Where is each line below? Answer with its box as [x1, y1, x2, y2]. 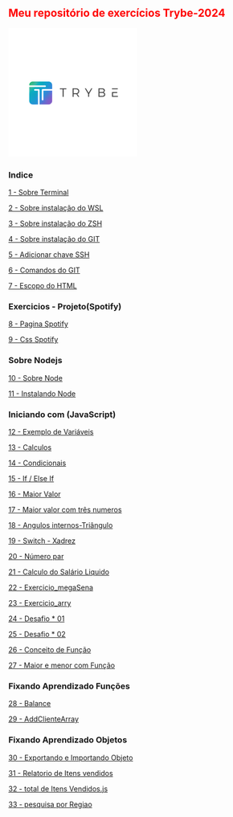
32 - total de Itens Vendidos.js [8, 783, 108, 794]
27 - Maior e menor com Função [8, 660, 116, 670]
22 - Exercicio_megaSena [8, 582, 94, 592]
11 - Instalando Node [8, 389, 76, 398]
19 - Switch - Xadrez [8, 536, 76, 545]
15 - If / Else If [8, 474, 55, 483]
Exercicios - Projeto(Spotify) [8, 301, 122, 313]
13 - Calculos [8, 443, 52, 452]
